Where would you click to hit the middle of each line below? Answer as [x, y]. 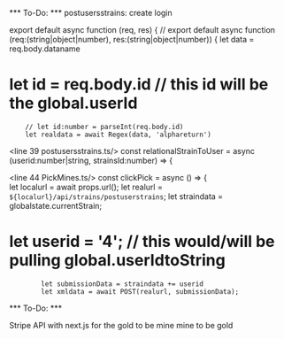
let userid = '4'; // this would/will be [142, 242]
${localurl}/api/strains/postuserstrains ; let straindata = [116, 196]
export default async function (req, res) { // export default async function [142, 30]
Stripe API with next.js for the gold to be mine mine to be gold [121, 325]
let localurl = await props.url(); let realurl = [86, 187]
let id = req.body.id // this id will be [139, 85]
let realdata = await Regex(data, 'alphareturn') [119, 135]
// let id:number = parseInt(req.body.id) [104, 127]
